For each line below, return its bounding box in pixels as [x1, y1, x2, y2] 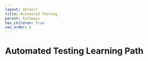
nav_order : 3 [5, 25, 32, 30]
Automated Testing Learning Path [5, 46, 144, 57]
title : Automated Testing [5, 12, 57, 16]
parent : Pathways [5, 16, 40, 21]
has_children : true [5, 20, 45, 25]
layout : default [5, 7, 38, 12]
